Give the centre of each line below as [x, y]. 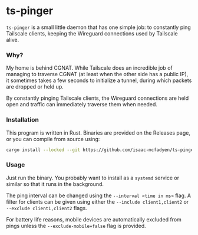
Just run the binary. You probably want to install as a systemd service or [93, 178]
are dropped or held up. [35, 87]
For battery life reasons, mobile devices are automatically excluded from [94, 219]
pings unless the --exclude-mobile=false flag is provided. [76, 226]
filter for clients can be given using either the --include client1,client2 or [98, 201]
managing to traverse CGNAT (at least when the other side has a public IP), [97, 74]
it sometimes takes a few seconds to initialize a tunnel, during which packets [99, 80]
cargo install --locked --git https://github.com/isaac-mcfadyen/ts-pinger [101, 150]
